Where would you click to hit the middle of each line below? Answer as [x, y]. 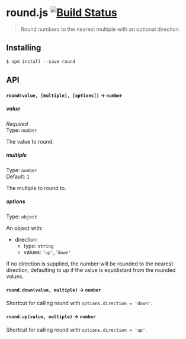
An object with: [25, 228]
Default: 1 [18, 176]
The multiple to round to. [36, 188]
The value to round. [30, 141]
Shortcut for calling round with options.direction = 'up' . [76, 330]
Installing [24, 48]
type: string [39, 246]
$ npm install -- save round [41, 61]
